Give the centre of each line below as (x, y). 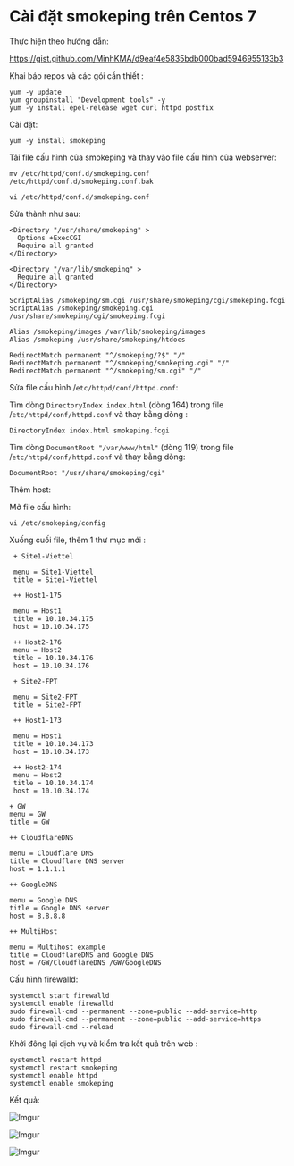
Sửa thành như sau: (45, 214)
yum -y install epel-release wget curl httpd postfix (112, 108)
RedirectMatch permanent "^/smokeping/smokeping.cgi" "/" (119, 363)
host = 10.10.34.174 (51, 791)
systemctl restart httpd (55, 1060)
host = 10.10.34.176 (51, 666)
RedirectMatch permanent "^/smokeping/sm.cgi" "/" (105, 371)
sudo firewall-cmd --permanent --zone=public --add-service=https (135, 1019)
